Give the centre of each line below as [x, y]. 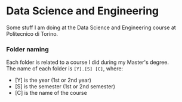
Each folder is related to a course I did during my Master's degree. [87, 62]
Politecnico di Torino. [32, 33]
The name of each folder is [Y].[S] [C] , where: [65, 69]
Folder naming [27, 49]
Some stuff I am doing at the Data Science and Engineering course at [91, 27]
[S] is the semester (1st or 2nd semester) [65, 86]
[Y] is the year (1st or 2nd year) [53, 80]
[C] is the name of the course [51, 93]
